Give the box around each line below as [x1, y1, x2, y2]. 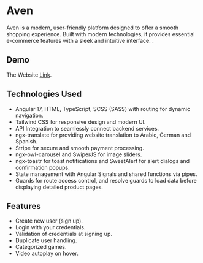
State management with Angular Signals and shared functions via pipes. [15, 170, 197, 178]
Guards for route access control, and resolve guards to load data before [15, 177, 197, 184]
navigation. [15, 112, 44, 119]
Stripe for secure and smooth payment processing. [15, 144, 144, 151]
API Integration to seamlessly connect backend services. [15, 124, 159, 132]
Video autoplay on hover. [15, 250, 79, 257]
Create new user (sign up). [15, 217, 83, 224]
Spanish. [15, 137, 38, 145]
